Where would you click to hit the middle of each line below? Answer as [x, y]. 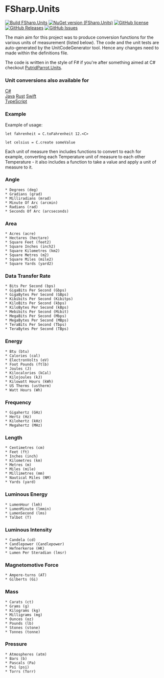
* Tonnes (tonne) [23, 632]
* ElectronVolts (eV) [27, 360]
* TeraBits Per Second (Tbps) [36, 325]
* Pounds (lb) [20, 623]
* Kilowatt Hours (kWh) [29, 381]
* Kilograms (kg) [23, 610]
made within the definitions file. [37, 53]
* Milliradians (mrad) [28, 198]
